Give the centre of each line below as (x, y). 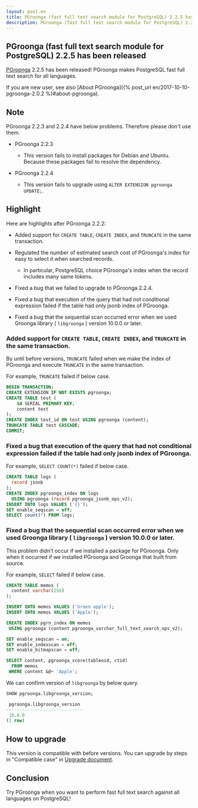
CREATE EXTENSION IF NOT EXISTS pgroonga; (59, 392)
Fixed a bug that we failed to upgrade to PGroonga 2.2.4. (84, 288)
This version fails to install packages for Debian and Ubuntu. (96, 155)
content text (33, 409)
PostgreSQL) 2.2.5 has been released (76, 56)
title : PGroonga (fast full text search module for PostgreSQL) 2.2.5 (95, 17)
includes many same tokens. (58, 276)
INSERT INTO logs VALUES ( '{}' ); (47, 504)
